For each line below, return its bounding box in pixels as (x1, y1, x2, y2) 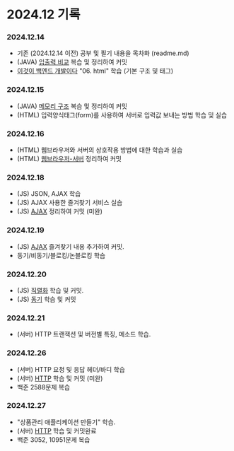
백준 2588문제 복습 (16, 382, 71, 391)
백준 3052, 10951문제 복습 (16, 435, 90, 444)
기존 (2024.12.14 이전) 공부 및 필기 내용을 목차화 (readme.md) (16, 49, 189, 57)
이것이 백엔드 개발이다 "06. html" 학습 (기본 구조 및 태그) (16, 66, 174, 75)
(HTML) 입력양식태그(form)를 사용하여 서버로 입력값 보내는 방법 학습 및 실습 (16, 110, 228, 119)
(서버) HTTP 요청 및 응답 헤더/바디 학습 (16, 365, 125, 373)
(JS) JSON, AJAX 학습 (16, 189, 81, 198)
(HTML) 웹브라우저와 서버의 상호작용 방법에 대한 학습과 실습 (16, 146, 183, 154)
